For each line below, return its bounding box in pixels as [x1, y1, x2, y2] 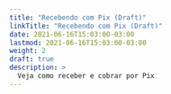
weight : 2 [9, 47, 47, 56]
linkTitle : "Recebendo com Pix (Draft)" [9, 21, 164, 30]
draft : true [9, 55, 54, 64]
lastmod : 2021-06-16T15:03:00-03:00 [9, 38, 147, 47]
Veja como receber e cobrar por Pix [17, 72, 155, 81]
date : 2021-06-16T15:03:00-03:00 [9, 30, 135, 38]
